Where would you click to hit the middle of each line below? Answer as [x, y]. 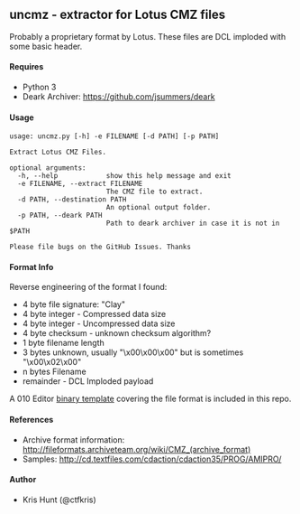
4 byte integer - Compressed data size [94, 314]
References [32, 420]
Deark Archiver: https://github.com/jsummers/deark [118, 97]
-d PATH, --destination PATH [72, 200]
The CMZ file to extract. [155, 192]
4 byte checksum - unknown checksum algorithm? [117, 333]
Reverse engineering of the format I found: [88, 287]
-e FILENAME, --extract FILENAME [80, 184]
